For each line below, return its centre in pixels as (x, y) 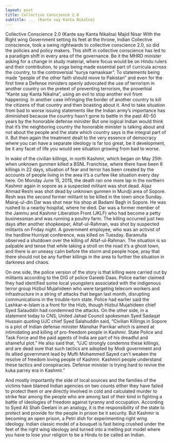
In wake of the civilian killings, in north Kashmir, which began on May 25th (83, 159)
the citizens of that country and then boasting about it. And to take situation (85, 105)
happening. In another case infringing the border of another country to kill (83, 100)
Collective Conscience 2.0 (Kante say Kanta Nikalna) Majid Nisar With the (83, 34)
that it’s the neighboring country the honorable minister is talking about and (85, 127)
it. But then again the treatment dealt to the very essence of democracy (81, 138)
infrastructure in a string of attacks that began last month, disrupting (78, 294)
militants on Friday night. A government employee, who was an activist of (83, 229)
